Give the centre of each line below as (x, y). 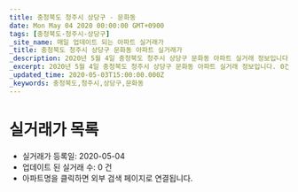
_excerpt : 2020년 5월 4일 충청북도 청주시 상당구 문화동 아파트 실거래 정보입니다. (143, 67)
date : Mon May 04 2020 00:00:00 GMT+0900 (87, 26)
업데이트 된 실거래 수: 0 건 (67, 167)
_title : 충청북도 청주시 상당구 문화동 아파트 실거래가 (96, 50)
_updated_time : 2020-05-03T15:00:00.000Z (87, 75)
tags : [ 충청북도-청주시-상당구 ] (60, 34)
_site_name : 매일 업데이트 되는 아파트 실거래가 (86, 42)
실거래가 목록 (54, 130)
